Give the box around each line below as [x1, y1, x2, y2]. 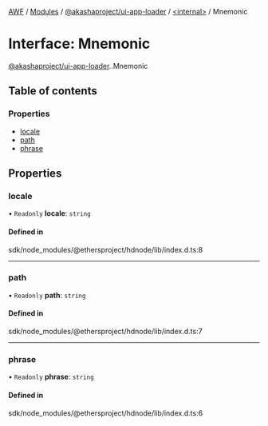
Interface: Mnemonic [8, 35, 151, 53]
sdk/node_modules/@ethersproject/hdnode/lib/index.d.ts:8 [8, 245, 203, 254]
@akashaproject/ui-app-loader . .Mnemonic [8, 61, 148, 70]
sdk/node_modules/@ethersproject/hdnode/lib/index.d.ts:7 [8, 327, 203, 336]
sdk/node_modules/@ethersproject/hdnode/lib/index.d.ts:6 [8, 408, 203, 418]
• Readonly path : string [8, 290, 86, 300]
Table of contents [8, 84, 97, 98]
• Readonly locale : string [8, 209, 91, 218]
